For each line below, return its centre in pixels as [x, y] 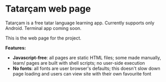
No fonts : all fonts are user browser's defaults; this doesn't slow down [86, 68]
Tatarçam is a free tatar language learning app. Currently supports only [80, 23]
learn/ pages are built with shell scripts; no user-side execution [79, 63]
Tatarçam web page [48, 9]
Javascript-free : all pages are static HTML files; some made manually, [87, 57]
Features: [16, 48]
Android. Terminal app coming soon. [43, 28]
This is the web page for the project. [43, 38]
